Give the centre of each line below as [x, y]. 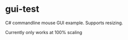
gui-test [22, 9]
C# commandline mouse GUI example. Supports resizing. [64, 23]
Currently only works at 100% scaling [44, 32]
